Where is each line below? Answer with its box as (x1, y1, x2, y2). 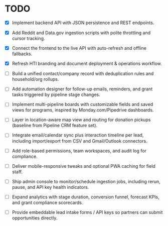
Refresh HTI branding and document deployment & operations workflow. (12, 61, 162, 67)
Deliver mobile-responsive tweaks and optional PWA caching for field (12, 163, 156, 169)
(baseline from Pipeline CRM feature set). (12, 123, 98, 129)
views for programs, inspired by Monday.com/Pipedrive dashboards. (12, 107, 154, 113)
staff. (12, 169, 23, 175)
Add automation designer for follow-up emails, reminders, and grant (12, 86, 153, 92)
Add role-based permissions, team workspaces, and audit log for (12, 148, 146, 154)
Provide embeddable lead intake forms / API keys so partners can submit (12, 209, 163, 215)
